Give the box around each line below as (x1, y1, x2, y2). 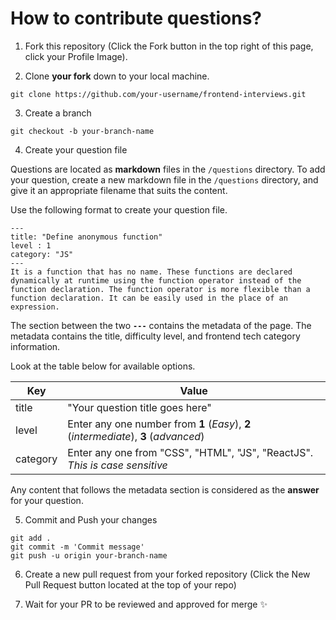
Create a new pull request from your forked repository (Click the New (24, 568, 311, 580)
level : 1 (10, 240, 52, 251)
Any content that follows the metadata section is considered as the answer (10, 483, 320, 496)
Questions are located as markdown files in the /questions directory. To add (10, 163, 326, 175)
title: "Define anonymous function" (10, 232, 163, 242)
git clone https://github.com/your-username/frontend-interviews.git (10, 89, 307, 99)
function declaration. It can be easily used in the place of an (10, 293, 288, 303)
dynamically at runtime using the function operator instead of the (10, 275, 302, 286)
